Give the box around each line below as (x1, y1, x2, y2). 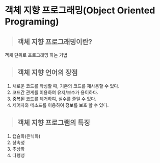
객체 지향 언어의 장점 (17, 68, 78, 77)
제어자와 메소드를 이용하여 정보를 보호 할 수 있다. (12, 102, 109, 108)
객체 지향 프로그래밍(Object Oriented (5, 5, 155, 16)
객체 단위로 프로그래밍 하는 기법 (5, 52, 68, 58)
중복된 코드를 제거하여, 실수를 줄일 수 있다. (12, 96, 97, 102)
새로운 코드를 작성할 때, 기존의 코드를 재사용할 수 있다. (12, 83, 120, 89)
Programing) (5, 16, 59, 28)
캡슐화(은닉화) (12, 133, 41, 139)
